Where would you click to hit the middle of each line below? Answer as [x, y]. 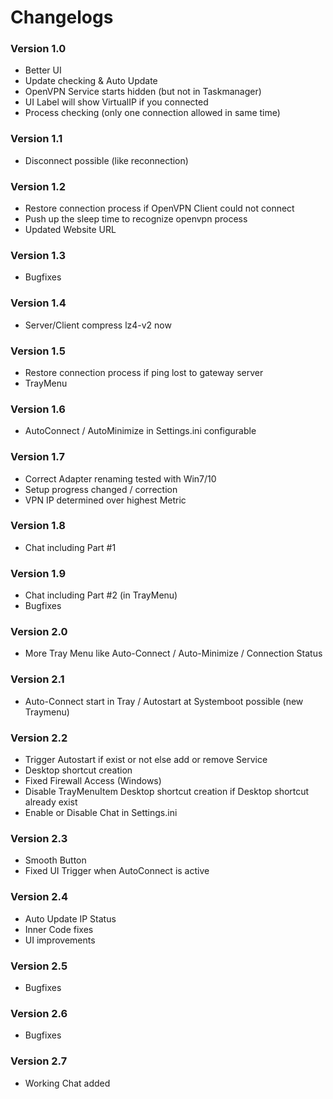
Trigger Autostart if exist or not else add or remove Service [146, 760]
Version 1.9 [38, 573]
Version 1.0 [38, 49]
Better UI [43, 70]
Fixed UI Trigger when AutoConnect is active [117, 871]
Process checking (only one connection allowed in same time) [152, 113]
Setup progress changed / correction [101, 489]
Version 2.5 [39, 966]
